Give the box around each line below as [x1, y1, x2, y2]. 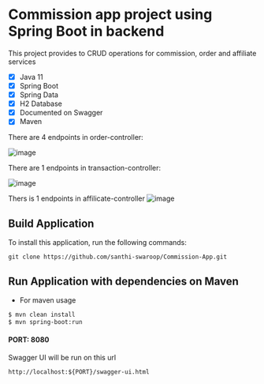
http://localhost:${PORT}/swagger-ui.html [8, 367, 150, 376]
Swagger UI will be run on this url [8, 352, 117, 362]
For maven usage [19, 295, 76, 305]
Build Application [8, 216, 95, 230]
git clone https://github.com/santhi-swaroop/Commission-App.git [8, 253, 227, 262]
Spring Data [19, 90, 59, 100]
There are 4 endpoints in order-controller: [8, 133, 143, 142]
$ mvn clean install [8, 311, 76, 318]
